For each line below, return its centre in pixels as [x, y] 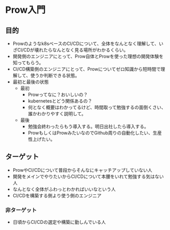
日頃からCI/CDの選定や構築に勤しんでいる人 [59, 222]
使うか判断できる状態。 [55, 75]
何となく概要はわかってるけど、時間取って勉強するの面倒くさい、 [97, 107]
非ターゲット [21, 210]
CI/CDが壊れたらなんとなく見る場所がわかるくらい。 [73, 50]
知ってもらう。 [28, 63]
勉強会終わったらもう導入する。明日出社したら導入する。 [88, 126]
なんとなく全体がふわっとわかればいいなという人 [64, 189]
